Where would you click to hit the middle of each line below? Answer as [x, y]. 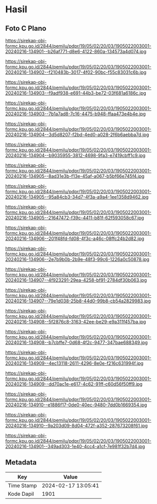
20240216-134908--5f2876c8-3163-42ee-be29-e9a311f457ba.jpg [76, 322]
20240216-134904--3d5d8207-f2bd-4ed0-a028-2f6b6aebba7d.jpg [77, 135]
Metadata [21, 462]
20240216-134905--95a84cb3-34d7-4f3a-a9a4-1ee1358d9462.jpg [77, 197]
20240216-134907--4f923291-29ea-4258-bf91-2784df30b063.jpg [76, 280]
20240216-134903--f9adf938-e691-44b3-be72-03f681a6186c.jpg [76, 93]
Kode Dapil [21, 494]
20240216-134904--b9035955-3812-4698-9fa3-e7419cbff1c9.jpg [75, 155]
